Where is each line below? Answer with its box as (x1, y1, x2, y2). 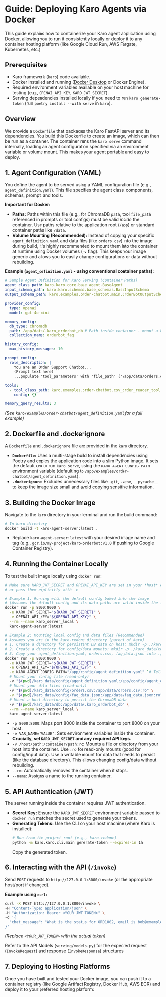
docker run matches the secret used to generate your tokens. (12, 815, 137, 821)
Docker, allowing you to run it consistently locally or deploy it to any (5, 36, 143, 42)
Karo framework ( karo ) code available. (12, 73, 90, 80)
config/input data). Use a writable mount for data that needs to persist (12, 752, 155, 758)
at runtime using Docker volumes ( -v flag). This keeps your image (12, 248, 146, 254)
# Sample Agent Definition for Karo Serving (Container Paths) (5, 278, 138, 283)
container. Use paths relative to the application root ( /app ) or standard (12, 222, 155, 228)
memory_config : (5, 319, 37, 324)
